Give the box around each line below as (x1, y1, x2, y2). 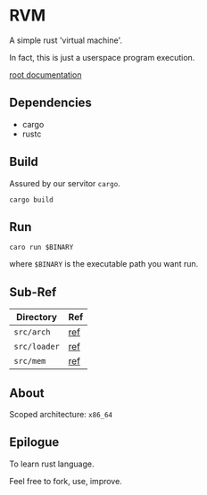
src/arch (13, 327, 51, 337)
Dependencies (9, 95, 92, 111)
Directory (16, 311, 58, 324)
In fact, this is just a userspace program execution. (9, 52, 195, 62)
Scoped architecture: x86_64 (9, 409, 113, 419)
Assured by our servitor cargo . (9, 177, 120, 188)
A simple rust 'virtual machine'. (9, 35, 123, 45)
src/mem (13, 356, 46, 367)
